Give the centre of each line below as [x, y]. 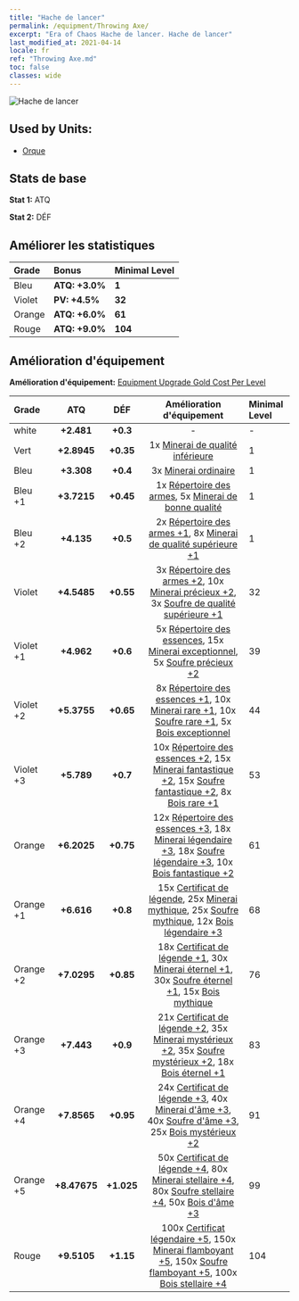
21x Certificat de [194, 1017]
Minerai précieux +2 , [194, 592]
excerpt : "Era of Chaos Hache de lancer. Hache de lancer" [121, 34]
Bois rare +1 [194, 803]
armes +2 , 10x [193, 581]
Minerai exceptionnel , [193, 651]
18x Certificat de [194, 947]
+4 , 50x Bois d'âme [193, 1202]
